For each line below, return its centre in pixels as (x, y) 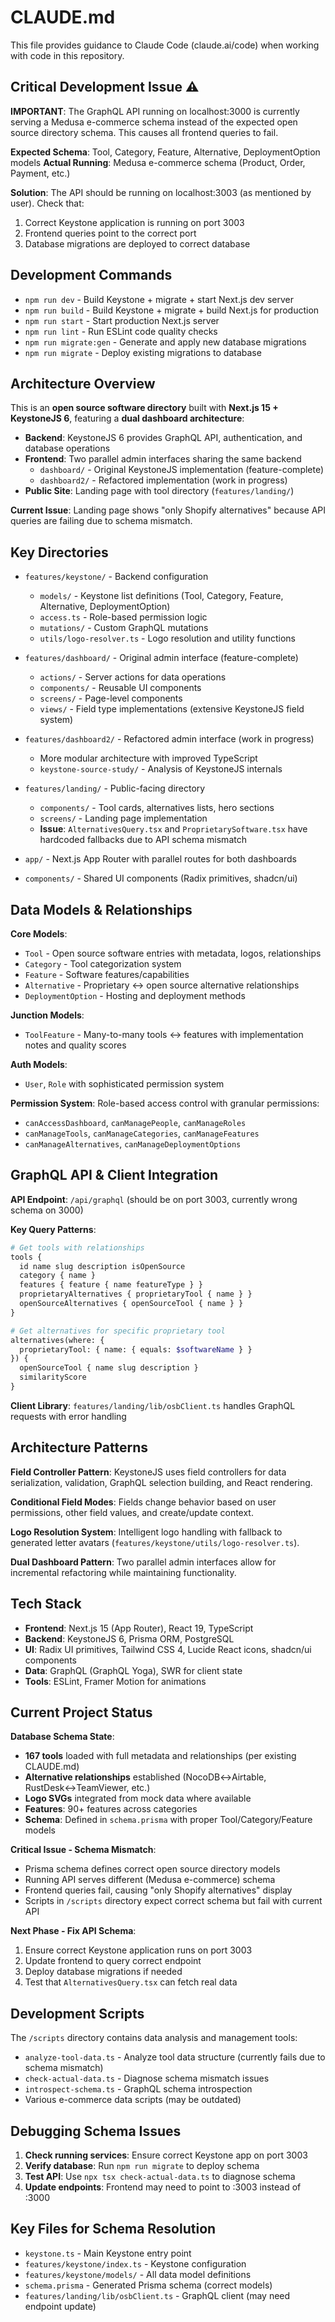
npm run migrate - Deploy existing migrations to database (143, 352)
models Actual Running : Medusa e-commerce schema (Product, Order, (158, 162)
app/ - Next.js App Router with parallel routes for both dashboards (160, 859)
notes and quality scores (75, 1045)
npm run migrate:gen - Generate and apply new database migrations (165, 342)
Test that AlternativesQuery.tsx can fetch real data (131, 1982)
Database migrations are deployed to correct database (137, 243)
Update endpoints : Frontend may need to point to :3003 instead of (163, 2187)
